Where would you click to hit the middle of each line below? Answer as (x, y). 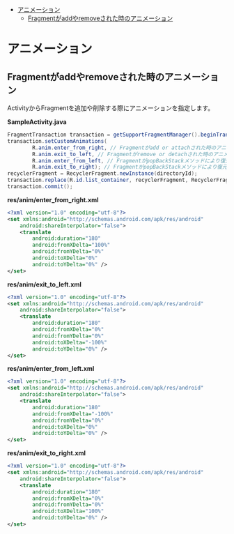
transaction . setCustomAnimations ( (57, 141)
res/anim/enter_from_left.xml (51, 369)
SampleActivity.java (37, 122)
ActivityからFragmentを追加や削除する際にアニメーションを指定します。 (111, 108)
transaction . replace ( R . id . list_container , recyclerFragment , (98, 180)
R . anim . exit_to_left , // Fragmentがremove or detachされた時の (123, 154)
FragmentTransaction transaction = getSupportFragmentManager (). (104, 135)
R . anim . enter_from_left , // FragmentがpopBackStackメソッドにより (126, 161)
